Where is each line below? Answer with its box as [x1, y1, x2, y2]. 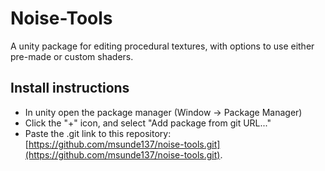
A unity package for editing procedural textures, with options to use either [10, 40, 315, 52]
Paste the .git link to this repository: [24, 127, 172, 139]
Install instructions [10, 80, 130, 97]
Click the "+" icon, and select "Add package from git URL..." [24, 117, 272, 129]
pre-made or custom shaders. [10, 50, 134, 62]
